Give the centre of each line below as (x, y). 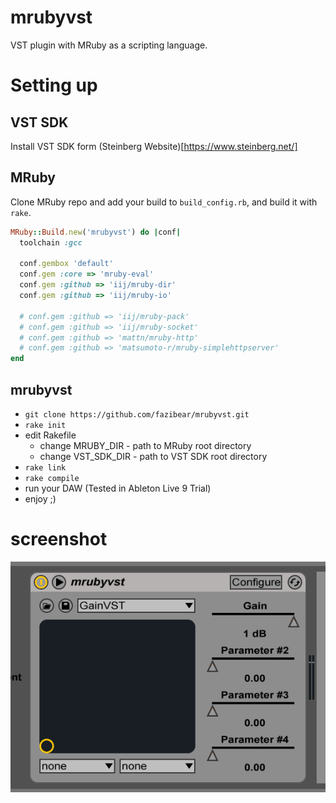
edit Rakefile (50, 435)
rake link (45, 467)
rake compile (52, 478)
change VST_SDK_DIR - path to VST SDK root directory (153, 456)
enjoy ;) (40, 498)
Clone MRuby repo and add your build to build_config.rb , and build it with (164, 202)
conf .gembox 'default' (66, 264)
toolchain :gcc (51, 242)
